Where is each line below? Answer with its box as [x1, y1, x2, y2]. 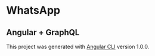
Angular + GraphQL [6, 27, 80, 38]
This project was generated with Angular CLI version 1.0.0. [6, 43, 150, 50]
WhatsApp [6, 4, 61, 17]
